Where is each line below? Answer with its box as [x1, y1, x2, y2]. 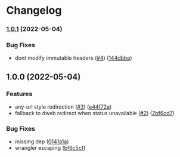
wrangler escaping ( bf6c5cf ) [14, 144, 86, 152]
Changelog [6, 4, 62, 17]
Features [6, 90, 33, 98]
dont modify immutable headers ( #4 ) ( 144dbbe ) [14, 54, 132, 61]
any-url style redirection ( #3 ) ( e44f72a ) [14, 103, 112, 110]
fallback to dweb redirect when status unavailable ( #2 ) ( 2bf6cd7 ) [14, 110, 175, 117]
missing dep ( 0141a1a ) [14, 138, 69, 145]
